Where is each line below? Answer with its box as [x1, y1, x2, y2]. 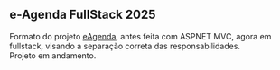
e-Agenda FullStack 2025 [9, 7, 156, 22]
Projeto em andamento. [9, 49, 97, 61]
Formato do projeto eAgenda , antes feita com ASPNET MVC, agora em [9, 31, 272, 41]
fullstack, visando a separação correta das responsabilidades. [9, 40, 241, 51]
